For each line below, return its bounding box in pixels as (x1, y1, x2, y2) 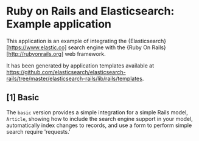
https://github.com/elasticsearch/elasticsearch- (6, 68, 126, 75)
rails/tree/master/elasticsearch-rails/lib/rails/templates (6, 75, 143, 82)
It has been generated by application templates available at (6, 62, 155, 69)
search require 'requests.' (6, 128, 71, 135)
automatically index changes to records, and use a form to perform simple (6, 122, 192, 129)
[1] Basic (6, 92, 40, 103)
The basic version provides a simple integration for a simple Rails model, (6, 108, 189, 116)
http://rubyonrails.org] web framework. (8, 50, 106, 57)
